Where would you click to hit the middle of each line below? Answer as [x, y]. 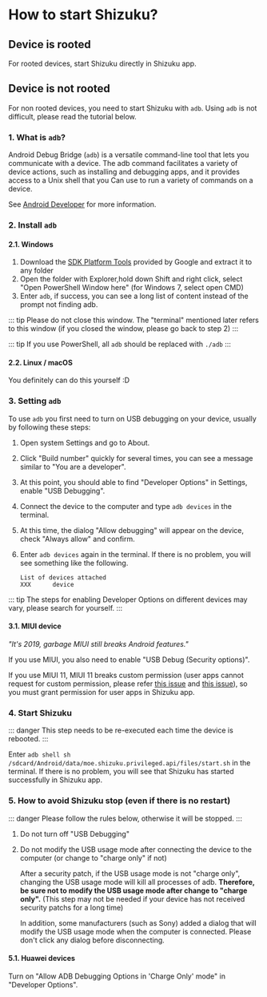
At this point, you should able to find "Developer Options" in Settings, [133, 482]
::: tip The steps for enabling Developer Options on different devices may [128, 599]
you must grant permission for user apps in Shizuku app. [102, 692]
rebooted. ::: [28, 739]
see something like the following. [74, 563]
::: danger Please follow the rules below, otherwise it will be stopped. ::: [125, 818]
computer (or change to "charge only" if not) [94, 858]
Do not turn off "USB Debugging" [75, 834]
